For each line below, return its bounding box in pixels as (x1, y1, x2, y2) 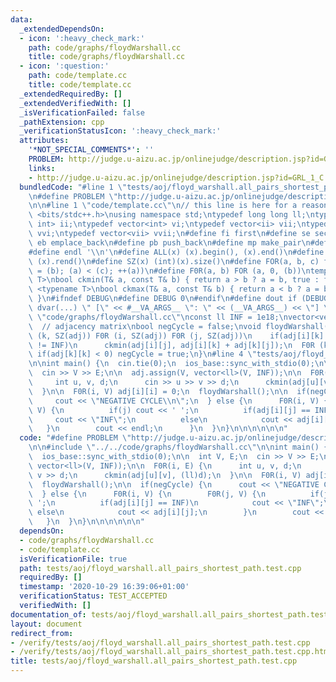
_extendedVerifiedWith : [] (19, 98, 132, 108)
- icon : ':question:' (19, 61, 110, 71)
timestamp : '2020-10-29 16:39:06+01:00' (19, 582, 190, 592)
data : (10, 14, 33, 25)
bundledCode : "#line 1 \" (19, 182, 128, 192)
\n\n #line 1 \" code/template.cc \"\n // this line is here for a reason (28, 201, 329, 211)
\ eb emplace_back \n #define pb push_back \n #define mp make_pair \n (28, 237, 311, 248)
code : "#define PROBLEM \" (19, 433, 132, 443)
